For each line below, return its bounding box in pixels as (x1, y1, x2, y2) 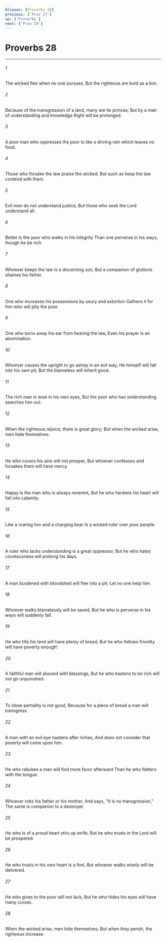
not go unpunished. (5, 676, 45, 682)
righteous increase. (5, 931, 44, 937)
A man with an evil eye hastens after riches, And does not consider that (5, 734, 151, 740)
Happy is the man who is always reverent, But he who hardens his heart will (5, 490, 159, 496)
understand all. (5, 208, 36, 214)
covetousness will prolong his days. (5, 553, 78, 559)
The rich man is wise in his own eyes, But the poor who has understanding (5, 394, 157, 400)
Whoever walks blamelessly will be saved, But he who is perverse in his (5, 607, 151, 613)
